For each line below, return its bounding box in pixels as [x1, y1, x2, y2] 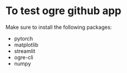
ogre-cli [14, 54, 34, 61]
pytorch [14, 35, 34, 42]
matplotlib [14, 41, 39, 48]
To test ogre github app [5, 4, 122, 18]
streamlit [14, 47, 36, 54]
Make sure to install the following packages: [5, 24, 112, 31]
